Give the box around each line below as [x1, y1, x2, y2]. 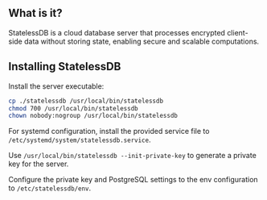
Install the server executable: [8, 81, 105, 91]
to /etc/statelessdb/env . [8, 183, 92, 193]
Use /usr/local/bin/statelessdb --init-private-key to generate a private [8, 151, 257, 160]
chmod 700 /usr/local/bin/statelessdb [8, 104, 138, 112]
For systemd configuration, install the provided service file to [8, 127, 210, 136]
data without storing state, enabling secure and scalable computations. [23, 36, 260, 46]
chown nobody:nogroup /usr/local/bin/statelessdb [8, 112, 179, 120]
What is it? [8, 6, 63, 20]
